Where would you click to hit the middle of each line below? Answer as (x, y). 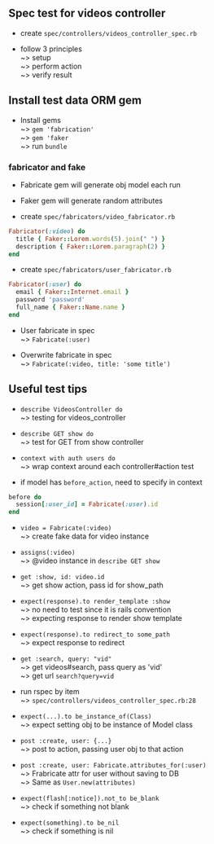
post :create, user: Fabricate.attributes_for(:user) (113, 766)
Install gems (40, 120)
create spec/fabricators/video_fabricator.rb (98, 216)
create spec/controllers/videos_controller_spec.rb (109, 33)
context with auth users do (68, 458)
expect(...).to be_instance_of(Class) (86, 717)
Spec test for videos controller (87, 13)
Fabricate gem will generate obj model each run (100, 185)
